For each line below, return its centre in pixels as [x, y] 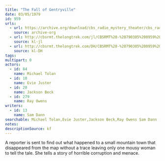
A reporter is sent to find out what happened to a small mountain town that [80, 143]
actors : [13, 64]
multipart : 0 [18, 60]
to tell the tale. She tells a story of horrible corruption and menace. [72, 153]
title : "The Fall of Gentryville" [41, 10]
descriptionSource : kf [28, 129]
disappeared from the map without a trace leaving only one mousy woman [80, 148]
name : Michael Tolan [35, 74]
